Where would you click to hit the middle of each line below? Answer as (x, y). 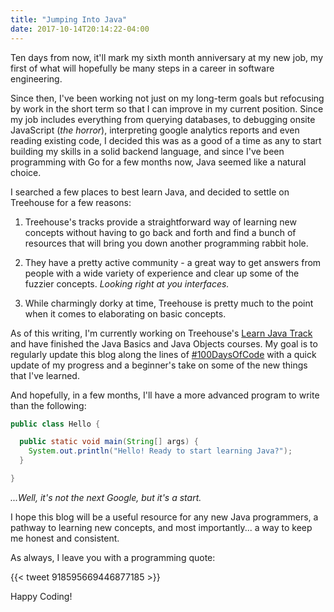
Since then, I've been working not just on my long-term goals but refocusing (167, 98)
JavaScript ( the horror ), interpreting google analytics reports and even (155, 130)
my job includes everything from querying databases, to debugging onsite (163, 119)
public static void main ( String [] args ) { (109, 442)
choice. (26, 172)
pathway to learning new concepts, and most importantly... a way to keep (161, 527)
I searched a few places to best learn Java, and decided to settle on (150, 192)
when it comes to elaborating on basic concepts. (125, 313)
